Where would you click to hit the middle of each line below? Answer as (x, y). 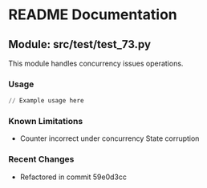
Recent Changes (41, 159)
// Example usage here (46, 101)
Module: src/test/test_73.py (79, 44)
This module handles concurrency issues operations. (96, 63)
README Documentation (93, 15)
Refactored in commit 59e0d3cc (73, 177)
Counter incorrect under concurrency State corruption (110, 138)
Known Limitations (46, 122)
